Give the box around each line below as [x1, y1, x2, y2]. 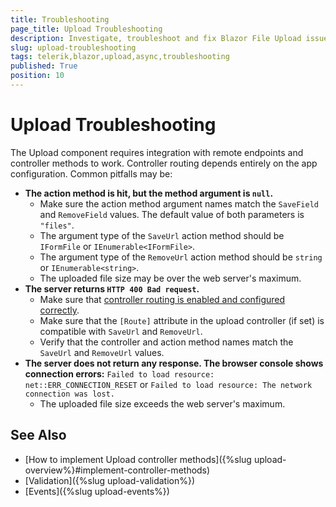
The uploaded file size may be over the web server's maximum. [39, 272, 302, 284]
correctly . [39, 304, 80, 316]
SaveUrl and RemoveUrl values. [39, 346, 165, 358]
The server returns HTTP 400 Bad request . [24, 282, 200, 295]
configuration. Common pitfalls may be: [10, 167, 173, 180]
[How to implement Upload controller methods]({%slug [24, 453, 252, 465]
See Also [10, 427, 67, 444]
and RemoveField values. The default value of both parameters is [39, 208, 305, 220]
